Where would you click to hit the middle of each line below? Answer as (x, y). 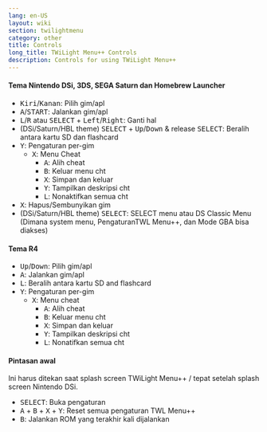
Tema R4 (23, 249)
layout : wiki (30, 23)
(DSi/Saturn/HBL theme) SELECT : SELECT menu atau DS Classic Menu (135, 214)
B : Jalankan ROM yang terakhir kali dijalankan (94, 419)
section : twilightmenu (46, 30)
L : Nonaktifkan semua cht (86, 197)
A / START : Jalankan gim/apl (64, 112)
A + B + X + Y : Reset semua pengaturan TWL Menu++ (108, 410)
